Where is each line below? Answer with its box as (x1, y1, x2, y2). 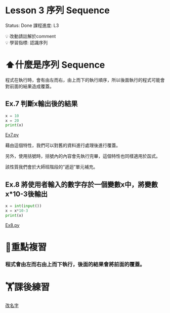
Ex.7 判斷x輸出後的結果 (5, 99, 78, 108)
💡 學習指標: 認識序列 (5, 39, 48, 46)
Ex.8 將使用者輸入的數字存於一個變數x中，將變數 (5, 180, 158, 189)
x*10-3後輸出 (5, 190, 48, 198)
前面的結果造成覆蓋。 (9, 83, 54, 89)
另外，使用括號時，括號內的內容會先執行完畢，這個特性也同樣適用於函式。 (5, 153, 160, 159)
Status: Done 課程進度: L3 (5, 22, 59, 28)
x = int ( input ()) (5, 203, 42, 208)
